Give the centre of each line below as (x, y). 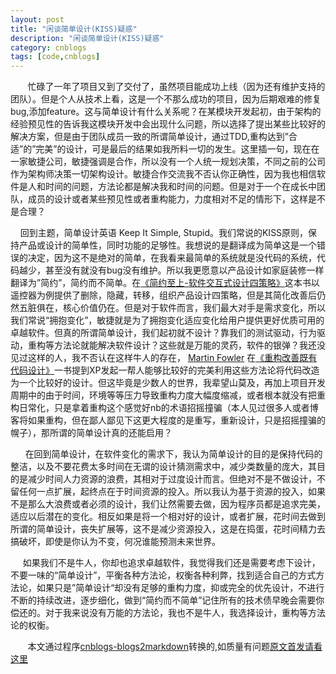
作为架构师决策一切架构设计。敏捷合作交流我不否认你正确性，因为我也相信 (163, 174)
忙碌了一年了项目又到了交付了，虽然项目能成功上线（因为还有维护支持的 (176, 87)
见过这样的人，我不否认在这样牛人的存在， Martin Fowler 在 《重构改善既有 (164, 358)
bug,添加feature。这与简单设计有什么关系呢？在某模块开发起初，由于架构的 (166, 112)
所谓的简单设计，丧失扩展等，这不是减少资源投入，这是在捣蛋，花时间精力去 (168, 529)
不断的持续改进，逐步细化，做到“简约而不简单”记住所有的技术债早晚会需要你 (167, 600)
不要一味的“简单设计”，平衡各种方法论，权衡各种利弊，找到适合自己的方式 (163, 575)
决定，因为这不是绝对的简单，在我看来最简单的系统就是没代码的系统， (172, 258)
